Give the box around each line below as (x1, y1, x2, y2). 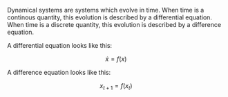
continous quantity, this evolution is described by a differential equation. (7, 13, 213, 21)
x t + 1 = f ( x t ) (99, 82, 133, 91)
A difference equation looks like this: (7, 69, 111, 76)
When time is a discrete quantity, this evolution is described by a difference (7, 21, 222, 28)
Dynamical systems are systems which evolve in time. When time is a (7, 6, 205, 14)
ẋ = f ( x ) (105, 55, 127, 63)
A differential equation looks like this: (7, 42, 113, 49)
